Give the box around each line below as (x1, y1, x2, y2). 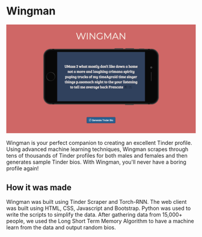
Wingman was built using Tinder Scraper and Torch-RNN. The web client (6, 199, 187, 206)
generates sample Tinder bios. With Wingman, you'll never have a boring (6, 158, 186, 166)
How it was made (6, 182, 72, 192)
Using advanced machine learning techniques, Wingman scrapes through (6, 146, 189, 153)
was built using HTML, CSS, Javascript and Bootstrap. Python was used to (6, 205, 191, 212)
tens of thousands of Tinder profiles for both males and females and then (6, 152, 188, 159)
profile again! (6, 165, 39, 172)
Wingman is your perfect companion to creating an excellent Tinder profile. (6, 140, 192, 147)
